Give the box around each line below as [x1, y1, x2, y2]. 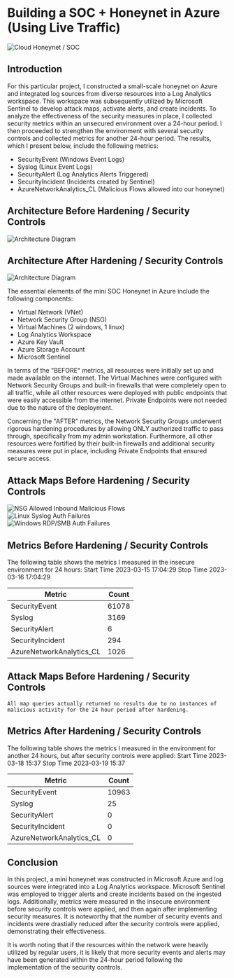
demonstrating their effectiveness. [7, 927, 106, 936]
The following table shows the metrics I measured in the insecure [7, 558, 196, 566]
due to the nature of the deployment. [7, 404, 113, 412]
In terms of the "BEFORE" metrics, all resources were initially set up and [7, 366, 214, 375]
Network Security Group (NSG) [17, 315, 107, 324]
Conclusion [7, 857, 59, 869]
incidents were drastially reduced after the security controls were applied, [7, 920, 220, 928]
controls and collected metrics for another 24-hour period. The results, [7, 134, 212, 142]
